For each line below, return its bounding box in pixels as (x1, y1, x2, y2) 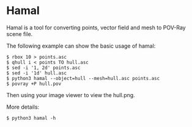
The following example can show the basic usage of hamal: (6, 42, 156, 49)
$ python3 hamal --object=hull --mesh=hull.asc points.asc (6, 75, 160, 81)
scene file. (6, 30, 33, 37)
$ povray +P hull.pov (6, 81, 62, 87)
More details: (6, 103, 40, 111)
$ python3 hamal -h (6, 115, 56, 121)
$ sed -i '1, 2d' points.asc (6, 65, 81, 71)
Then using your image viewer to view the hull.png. (6, 91, 136, 98)
